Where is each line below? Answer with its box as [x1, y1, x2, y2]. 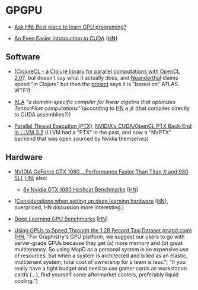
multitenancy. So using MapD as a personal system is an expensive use [14, 245, 189, 253]
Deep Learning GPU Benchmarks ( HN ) [14, 215, 108, 222]
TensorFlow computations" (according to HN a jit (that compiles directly [14, 105, 190, 112]
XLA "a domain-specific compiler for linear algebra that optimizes [14, 98, 176, 105]
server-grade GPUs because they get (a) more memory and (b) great [14, 239, 183, 247]
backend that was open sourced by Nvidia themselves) [14, 135, 149, 142]
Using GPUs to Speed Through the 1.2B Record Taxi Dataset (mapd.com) [14, 226, 192, 234]
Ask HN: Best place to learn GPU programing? [14, 23, 127, 30]
